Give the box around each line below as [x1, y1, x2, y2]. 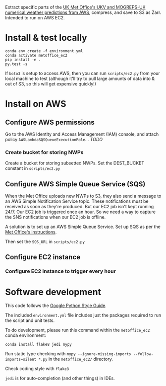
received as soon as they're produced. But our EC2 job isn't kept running [5, 204, 154, 210]
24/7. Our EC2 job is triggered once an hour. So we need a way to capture [5, 209, 156, 215]
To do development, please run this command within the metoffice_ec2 [5, 327, 150, 333]
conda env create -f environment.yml [5, 48, 83, 54]
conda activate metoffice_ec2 [5, 53, 68, 58]
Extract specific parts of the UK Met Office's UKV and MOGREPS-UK [5, 4, 146, 10]
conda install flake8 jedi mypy [5, 342, 72, 347]
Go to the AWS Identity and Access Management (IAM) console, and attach [5, 131, 159, 137]
